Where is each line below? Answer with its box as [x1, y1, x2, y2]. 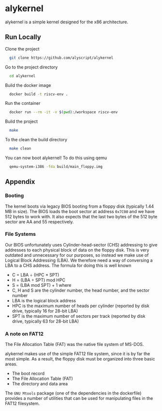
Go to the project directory [5, 64, 58, 70]
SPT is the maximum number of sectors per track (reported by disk [12, 313, 146, 319]
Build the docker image [5, 82, 51, 88]
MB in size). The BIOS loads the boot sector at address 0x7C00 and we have [5, 208, 155, 214]
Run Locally [5, 33, 41, 41]
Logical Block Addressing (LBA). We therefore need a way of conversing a [5, 257, 153, 263]
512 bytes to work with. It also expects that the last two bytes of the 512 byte [5, 214, 158, 219]
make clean [9, 146, 31, 151]
